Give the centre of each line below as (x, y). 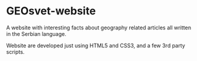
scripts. (16, 51)
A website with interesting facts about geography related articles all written (99, 28)
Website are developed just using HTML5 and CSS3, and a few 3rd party (96, 45)
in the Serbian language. (37, 33)
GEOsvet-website (51, 11)
